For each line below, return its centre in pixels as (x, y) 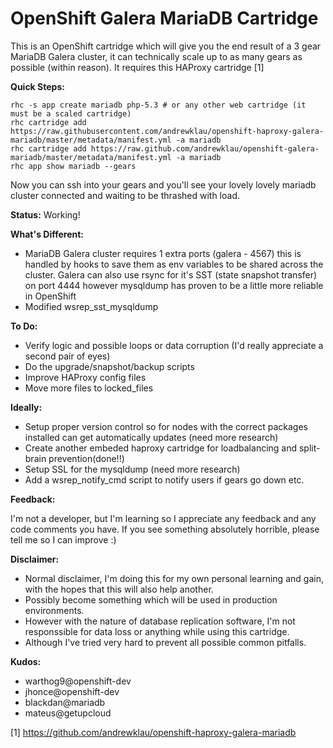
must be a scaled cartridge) (71, 113)
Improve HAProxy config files (85, 377)
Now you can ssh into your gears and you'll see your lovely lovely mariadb (163, 184)
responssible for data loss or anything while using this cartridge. (157, 631)
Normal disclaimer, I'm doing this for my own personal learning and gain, (174, 578)
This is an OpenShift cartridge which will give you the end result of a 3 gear (166, 46)
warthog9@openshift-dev (78, 681)
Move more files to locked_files (89, 388)
